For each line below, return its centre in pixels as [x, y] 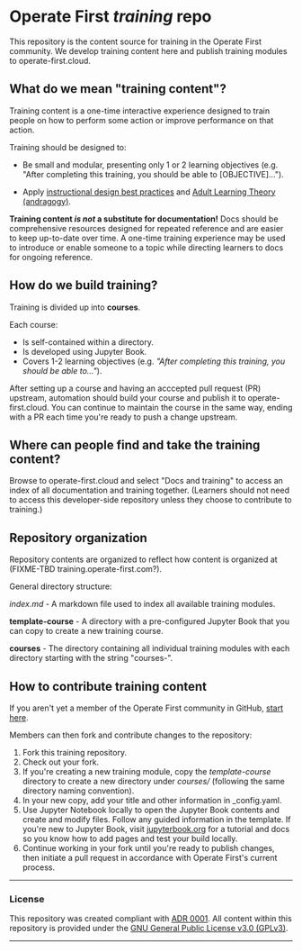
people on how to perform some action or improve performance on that [142, 120]
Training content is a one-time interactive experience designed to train [140, 111]
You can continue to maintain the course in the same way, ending [172, 407]
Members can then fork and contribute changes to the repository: [131, 735]
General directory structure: [61, 586]
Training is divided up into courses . [75, 307]
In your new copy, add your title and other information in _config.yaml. [152, 800]
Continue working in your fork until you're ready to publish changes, [148, 848]
